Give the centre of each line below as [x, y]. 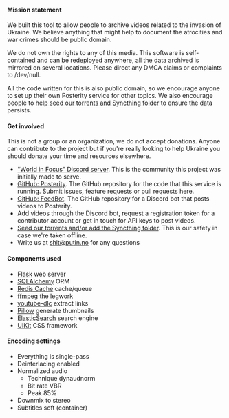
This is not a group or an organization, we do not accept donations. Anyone [114, 141]
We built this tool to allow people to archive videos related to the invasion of [114, 25]
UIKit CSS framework [47, 325]
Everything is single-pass [53, 356]
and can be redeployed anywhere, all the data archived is [118, 60]
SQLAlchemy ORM [43, 281]
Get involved [26, 126]
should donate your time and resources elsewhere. [79, 156]
